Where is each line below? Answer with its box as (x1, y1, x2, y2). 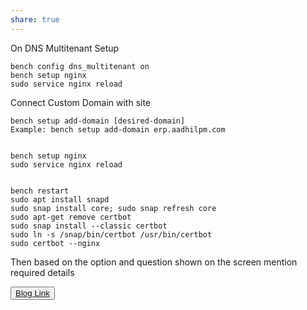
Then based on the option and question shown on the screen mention (10, 256, 298, 268)
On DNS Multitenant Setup (10, 42, 120, 54)
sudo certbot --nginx (10, 238, 101, 248)
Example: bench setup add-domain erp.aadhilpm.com (10, 124, 226, 135)
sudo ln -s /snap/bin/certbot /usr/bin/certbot (10, 229, 213, 240)
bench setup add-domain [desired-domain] (10, 116, 186, 126)
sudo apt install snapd (10, 194, 110, 205)
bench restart (10, 186, 70, 196)
